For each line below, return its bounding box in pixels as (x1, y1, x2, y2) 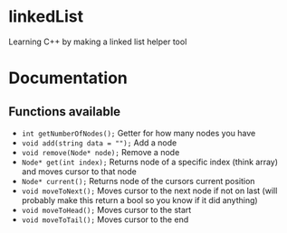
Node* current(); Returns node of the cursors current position (21, 175, 255, 186)
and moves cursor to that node (21, 165, 137, 177)
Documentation (8, 68, 129, 89)
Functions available (8, 104, 121, 119)
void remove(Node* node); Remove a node (21, 146, 180, 157)
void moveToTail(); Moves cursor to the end (21, 214, 189, 225)
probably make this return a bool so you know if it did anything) (21, 194, 259, 205)
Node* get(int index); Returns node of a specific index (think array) (21, 156, 278, 167)
